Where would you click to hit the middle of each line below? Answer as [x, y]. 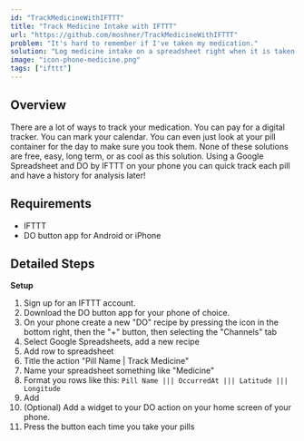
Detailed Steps [53, 264]
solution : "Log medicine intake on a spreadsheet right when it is [141, 52]
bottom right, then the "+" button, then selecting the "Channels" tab [150, 332]
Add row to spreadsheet [69, 351]
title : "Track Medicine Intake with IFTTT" [94, 26]
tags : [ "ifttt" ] [41, 69]
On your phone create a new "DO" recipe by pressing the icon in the [151, 322]
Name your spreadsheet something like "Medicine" [119, 371]
